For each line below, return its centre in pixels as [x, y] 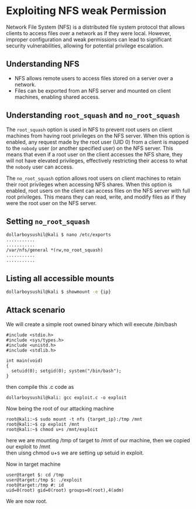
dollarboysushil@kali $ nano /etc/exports [59, 235]
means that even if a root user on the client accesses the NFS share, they [94, 154]
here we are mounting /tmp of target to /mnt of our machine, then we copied [98, 440]
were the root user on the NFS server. [51, 203]
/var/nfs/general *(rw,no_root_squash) [55, 250]
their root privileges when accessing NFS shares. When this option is [89, 184]
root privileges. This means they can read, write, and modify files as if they [96, 197]
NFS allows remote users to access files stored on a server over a [94, 78]
